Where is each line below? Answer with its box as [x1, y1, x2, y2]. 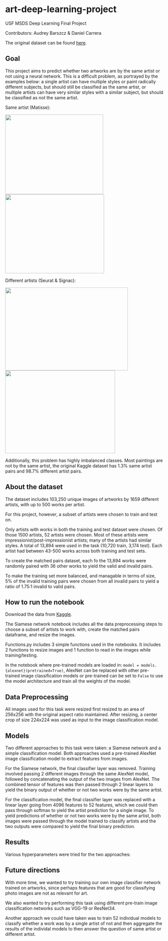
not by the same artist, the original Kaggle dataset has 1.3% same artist [5, 462, 152, 468]
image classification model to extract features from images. [5, 755, 128, 761]
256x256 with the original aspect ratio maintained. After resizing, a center [5, 712, 157, 718]
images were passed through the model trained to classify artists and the [5, 818, 156, 824]
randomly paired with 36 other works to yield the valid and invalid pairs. [5, 563, 153, 569]
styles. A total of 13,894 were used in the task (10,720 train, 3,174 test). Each [5, 542, 162, 548]
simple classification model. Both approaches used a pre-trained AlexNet [5, 750, 156, 756]
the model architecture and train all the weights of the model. [5, 678, 131, 684]
